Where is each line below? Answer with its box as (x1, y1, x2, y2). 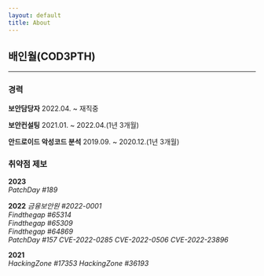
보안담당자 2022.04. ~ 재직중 (8, 103, 99, 113)
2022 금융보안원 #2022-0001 (8, 201, 102, 210)
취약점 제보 (8, 158, 48, 169)
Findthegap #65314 (8, 209, 72, 220)
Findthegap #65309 (8, 218, 73, 227)
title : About (8, 19, 51, 27)
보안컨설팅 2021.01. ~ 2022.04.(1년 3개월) (8, 120, 140, 129)
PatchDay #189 (8, 185, 58, 194)
